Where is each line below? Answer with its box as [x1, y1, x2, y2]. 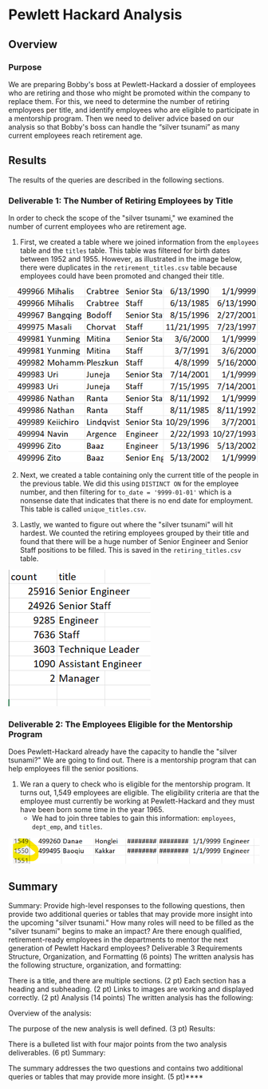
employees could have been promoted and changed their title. [19, 270, 225, 281]
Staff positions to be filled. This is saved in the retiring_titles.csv [19, 545, 242, 555]
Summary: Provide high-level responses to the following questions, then [8, 901, 246, 911]
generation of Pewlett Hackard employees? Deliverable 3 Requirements [8, 943, 243, 953]
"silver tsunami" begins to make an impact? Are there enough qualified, [8, 927, 242, 936]
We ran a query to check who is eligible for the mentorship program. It [19, 779, 251, 789]
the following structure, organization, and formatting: [8, 960, 182, 970]
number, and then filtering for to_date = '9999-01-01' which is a [19, 486, 232, 497]
